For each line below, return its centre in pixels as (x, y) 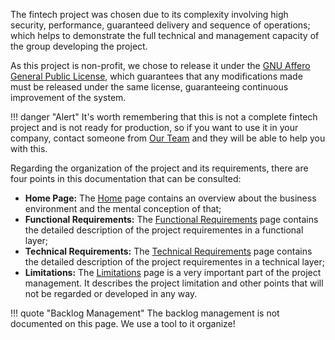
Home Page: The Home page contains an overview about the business (170, 198)
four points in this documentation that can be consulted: (126, 178)
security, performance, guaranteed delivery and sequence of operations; (160, 25)
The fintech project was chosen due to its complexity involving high (149, 14)
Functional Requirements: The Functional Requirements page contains (171, 219)
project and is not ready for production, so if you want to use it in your (154, 127)
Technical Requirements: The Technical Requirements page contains (168, 251)
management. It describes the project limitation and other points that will (174, 283)
